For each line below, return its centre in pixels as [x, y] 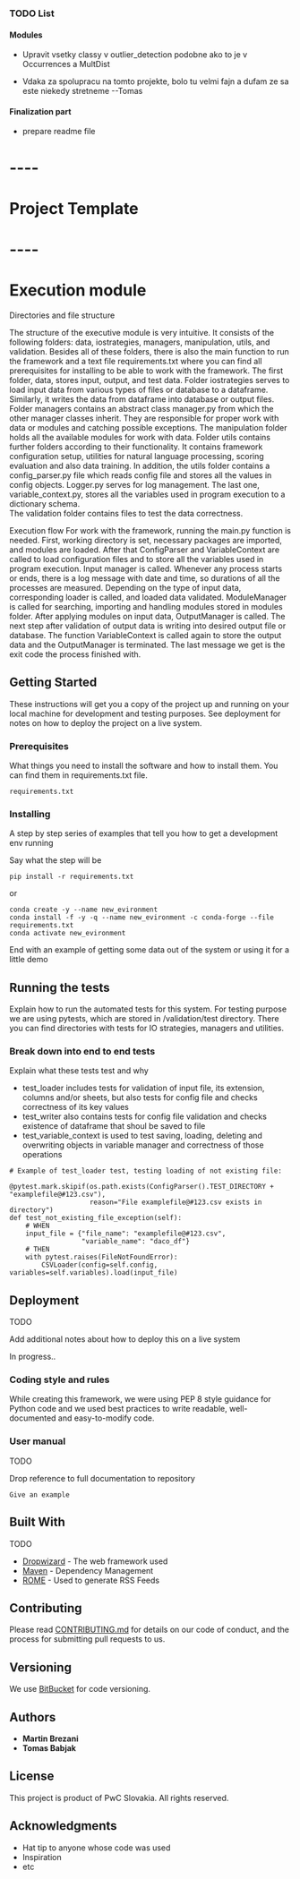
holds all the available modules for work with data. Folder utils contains [140, 437]
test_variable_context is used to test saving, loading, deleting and [142, 1136]
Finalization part [40, 111]
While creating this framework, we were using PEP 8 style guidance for [140, 1399]
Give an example [39, 1495]
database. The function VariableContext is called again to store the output [146, 635]
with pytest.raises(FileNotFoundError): [102, 1257]
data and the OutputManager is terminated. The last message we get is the [147, 645]
